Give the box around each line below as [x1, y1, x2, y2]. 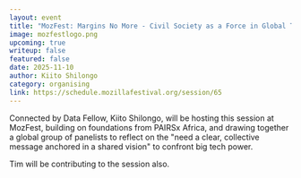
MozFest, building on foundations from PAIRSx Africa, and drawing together [9, 122, 289, 132]
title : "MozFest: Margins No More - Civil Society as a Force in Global [9, 21, 287, 30]
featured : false [9, 55, 70, 64]
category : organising [9, 80, 90, 89]
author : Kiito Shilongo [9, 72, 99, 81]
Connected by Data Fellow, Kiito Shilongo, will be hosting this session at [9, 113, 275, 123]
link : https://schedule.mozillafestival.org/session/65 [9, 88, 222, 97]
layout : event [9, 13, 63, 22]
